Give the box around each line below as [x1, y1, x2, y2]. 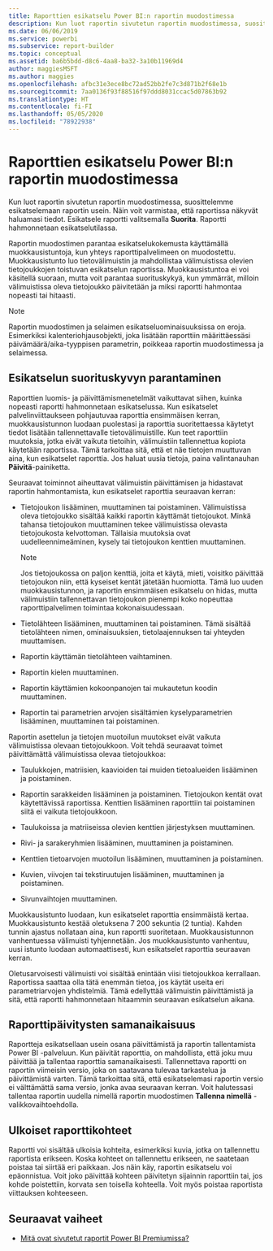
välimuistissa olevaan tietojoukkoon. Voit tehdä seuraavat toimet [8, 741, 223, 750]
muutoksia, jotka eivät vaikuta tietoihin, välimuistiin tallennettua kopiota [8, 436, 246, 445]
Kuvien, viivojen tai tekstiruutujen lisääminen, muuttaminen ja [19, 869, 225, 879]
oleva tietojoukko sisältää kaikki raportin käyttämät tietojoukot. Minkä [19, 510, 252, 520]
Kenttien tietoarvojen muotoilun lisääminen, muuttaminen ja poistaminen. [19, 854, 264, 863]
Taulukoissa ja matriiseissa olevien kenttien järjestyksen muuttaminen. [19, 822, 256, 832]
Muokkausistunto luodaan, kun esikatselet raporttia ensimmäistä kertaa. [8, 910, 249, 919]
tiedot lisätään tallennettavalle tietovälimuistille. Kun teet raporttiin [8, 428, 228, 437]
